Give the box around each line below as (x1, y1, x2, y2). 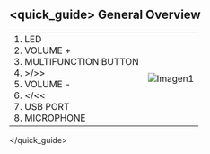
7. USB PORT (13, 100, 70, 113)
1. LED (13, 32, 42, 45)
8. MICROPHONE (13, 112, 86, 124)
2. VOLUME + (13, 44, 72, 57)
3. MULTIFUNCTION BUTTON (13, 55, 139, 68)
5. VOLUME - (13, 77, 72, 90)
